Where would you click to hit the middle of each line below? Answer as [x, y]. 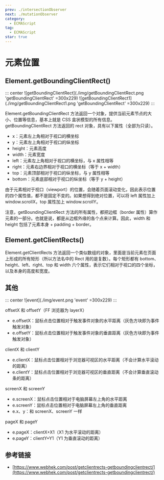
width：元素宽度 [29, 154]
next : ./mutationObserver [31, 14]
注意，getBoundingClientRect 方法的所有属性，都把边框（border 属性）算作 [81, 212]
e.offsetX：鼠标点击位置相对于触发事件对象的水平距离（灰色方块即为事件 [86, 320]
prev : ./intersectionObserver [36, 10]
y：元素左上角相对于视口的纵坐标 [46, 142]
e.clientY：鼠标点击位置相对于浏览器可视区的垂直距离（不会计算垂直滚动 [85, 372]
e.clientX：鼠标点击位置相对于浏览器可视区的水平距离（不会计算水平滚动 [85, 360]
